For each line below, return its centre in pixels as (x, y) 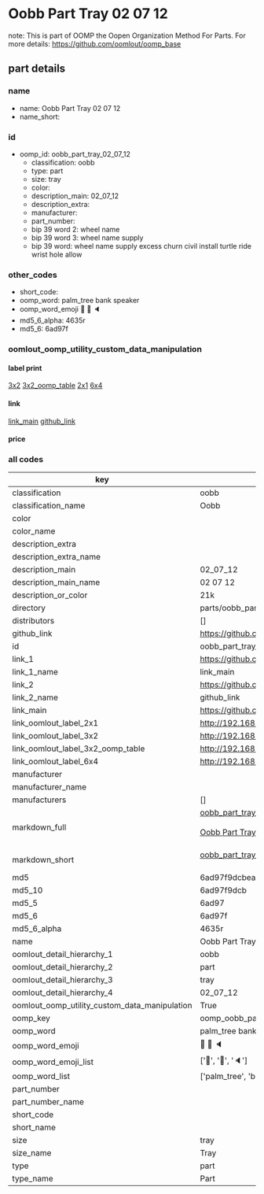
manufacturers (39, 800)
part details (37, 69)
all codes (26, 460)
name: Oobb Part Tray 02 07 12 (70, 108)
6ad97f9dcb (224, 890)
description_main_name (56, 582)
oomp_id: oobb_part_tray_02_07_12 (75, 153)
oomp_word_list (41, 1077)
